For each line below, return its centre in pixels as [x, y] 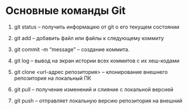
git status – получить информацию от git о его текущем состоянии [97, 27]
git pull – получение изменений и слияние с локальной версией [94, 89]
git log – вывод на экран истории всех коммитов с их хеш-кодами [97, 61]
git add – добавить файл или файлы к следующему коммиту [89, 38]
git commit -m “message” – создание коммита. [72, 49]
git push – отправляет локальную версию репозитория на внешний [98, 101]
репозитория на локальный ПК [52, 78]
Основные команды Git [66, 11]
